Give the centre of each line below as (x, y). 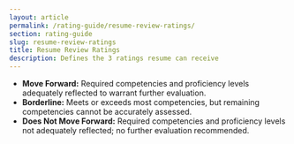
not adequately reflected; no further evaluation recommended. (136, 130)
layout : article (39, 17)
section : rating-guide (51, 34)
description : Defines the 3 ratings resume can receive (114, 58)
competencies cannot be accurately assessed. (107, 112)
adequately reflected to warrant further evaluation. (114, 93)
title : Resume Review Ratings (65, 50)
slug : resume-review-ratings (63, 42)
